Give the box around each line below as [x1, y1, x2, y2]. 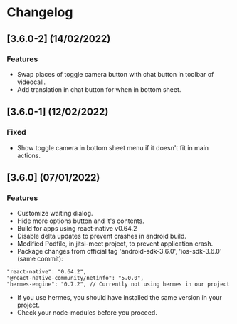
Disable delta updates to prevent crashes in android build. [16, 232, 186, 241]
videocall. [16, 78, 46, 86]
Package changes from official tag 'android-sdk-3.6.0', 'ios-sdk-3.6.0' [16, 247, 222, 256]
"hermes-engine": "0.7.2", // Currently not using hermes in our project [6, 281, 231, 288]
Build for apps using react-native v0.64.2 [16, 224, 137, 233]
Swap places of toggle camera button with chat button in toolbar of [16, 70, 214, 78]
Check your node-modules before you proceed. [16, 308, 157, 317]
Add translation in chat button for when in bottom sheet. [16, 85, 181, 93]
